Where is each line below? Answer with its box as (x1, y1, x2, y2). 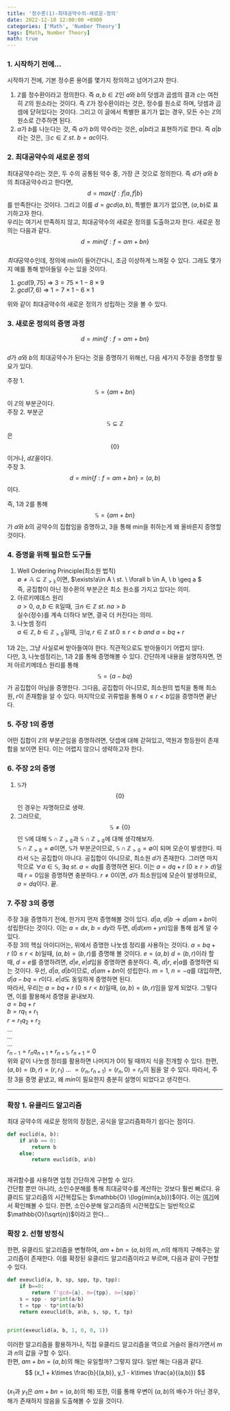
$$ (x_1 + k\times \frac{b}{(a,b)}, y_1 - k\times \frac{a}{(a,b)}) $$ (25, 1368, 205, 1377)
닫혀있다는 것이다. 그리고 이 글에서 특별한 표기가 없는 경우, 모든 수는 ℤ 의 (29, 108, 222, 116)
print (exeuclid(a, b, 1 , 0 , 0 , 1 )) (7, 1327, 109, 1334)
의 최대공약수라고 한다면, (7, 177, 73, 186)
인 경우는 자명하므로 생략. (16, 803, 86, 812)
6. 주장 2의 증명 (7, 764, 56, 773)
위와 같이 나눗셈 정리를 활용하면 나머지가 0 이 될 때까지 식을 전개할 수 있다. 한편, (7, 1056, 219, 1065)
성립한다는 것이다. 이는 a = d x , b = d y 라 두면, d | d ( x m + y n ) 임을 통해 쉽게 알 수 (7, 924, 219, 932)
